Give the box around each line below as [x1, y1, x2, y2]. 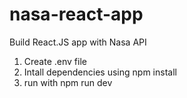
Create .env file [23, 55, 87, 67]
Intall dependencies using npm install [23, 66, 177, 78]
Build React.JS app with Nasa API [9, 36, 147, 48]
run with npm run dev [23, 76, 113, 88]
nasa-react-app [9, 3, 144, 26]
